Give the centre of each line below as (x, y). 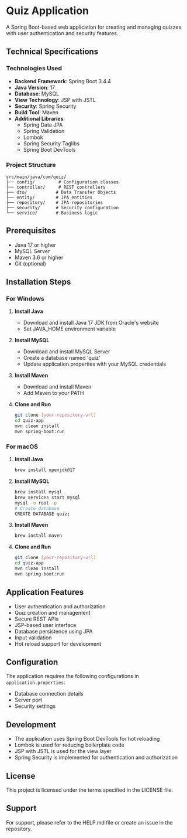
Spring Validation (44, 131)
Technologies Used (34, 69)
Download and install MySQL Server (67, 352)
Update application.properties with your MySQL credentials (95, 364)
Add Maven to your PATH (53, 393)
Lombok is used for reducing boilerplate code (69, 745)
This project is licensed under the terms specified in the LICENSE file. (90, 790)
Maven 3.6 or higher (39, 257)
